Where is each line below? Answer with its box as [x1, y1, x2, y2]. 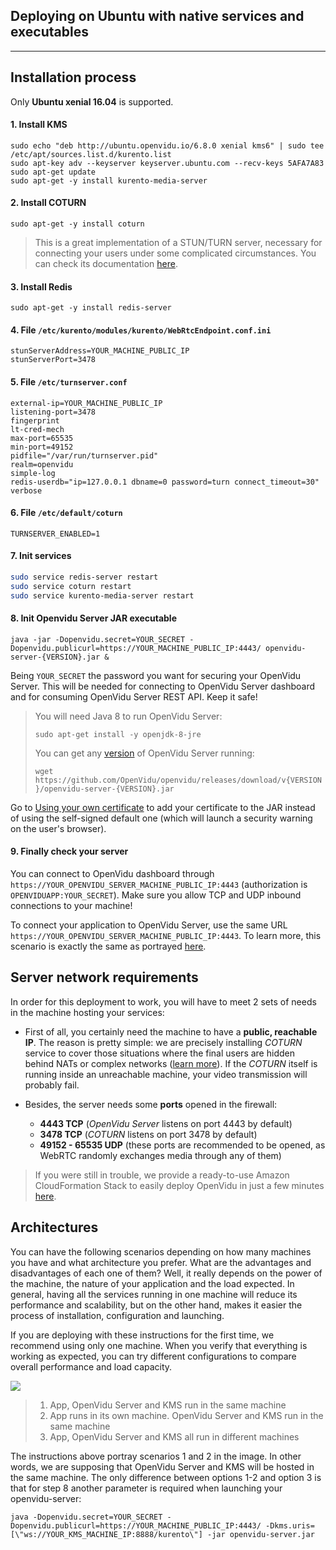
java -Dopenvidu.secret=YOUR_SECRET [10, 1512, 163, 1522]
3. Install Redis [10, 280, 73, 293]
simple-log [10, 468, 56, 478]
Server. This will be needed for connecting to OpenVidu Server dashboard [10, 680, 315, 692]
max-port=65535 [10, 433, 74, 443]
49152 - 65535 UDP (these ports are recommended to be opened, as [39, 1139, 326, 1151]
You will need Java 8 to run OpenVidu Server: [34, 710, 223, 722]
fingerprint [10, 415, 60, 426]
